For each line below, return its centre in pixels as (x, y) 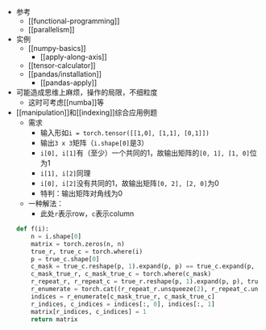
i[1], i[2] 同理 (65, 173)
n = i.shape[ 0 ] (56, 236)
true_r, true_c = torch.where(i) (87, 252)
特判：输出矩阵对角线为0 (81, 193)
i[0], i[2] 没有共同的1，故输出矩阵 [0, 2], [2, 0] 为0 (129, 183)
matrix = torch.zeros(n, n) (78, 244)
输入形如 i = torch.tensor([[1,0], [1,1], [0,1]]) (125, 133)
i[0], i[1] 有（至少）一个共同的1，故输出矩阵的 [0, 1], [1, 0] (145, 153)
